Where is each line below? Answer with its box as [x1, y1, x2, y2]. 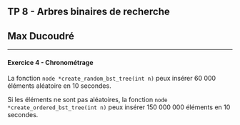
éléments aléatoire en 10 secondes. [7, 81, 112, 90]
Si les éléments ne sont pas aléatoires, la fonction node [7, 96, 168, 104]
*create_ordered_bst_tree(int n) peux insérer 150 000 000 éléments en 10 [7, 103, 231, 111]
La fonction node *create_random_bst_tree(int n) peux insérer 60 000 [7, 74, 216, 83]
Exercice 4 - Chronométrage [7, 58, 94, 66]
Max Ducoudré [7, 30, 75, 42]
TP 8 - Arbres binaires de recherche [7, 6, 170, 18]
